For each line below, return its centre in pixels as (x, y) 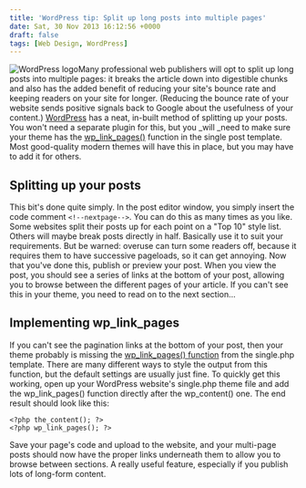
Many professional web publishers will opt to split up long (186, 69)
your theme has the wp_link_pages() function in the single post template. (146, 137)
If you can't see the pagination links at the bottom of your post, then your (147, 345)
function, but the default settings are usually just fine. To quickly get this (145, 374)
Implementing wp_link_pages (95, 323)
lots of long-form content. (58, 473)
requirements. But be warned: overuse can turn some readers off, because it (153, 246)
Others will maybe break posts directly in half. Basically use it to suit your (147, 236)
